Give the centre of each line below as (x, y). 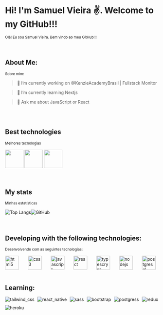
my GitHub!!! (31, 24)
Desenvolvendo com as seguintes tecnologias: (44, 249)
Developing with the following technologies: (73, 238)
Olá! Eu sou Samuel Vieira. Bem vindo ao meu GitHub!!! (51, 37)
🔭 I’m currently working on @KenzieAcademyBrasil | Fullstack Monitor (87, 83)
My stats (19, 192)
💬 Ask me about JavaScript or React (53, 102)
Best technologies (33, 132)
